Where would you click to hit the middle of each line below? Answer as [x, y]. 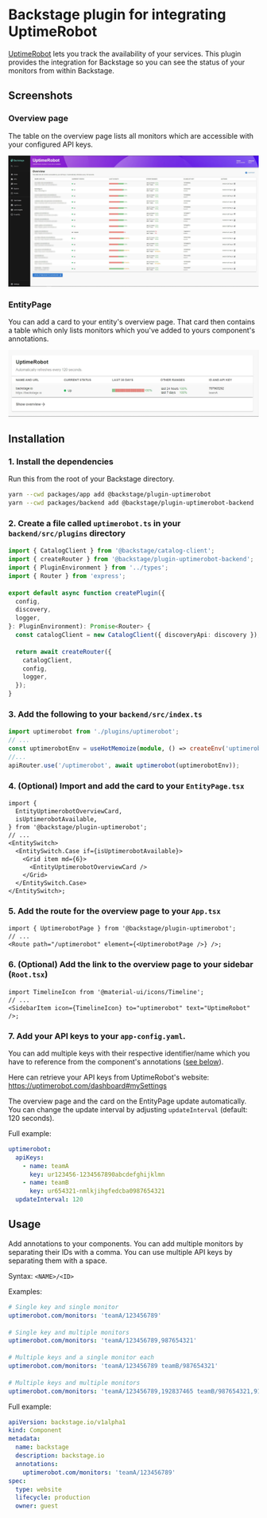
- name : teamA [46, 1166]
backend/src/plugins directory [67, 533]
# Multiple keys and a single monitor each [81, 1358]
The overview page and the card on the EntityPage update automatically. [128, 1101]
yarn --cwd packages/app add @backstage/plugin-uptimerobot [110, 495]
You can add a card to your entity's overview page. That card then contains [132, 322]
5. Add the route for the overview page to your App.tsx [114, 910]
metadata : [25, 1439]
